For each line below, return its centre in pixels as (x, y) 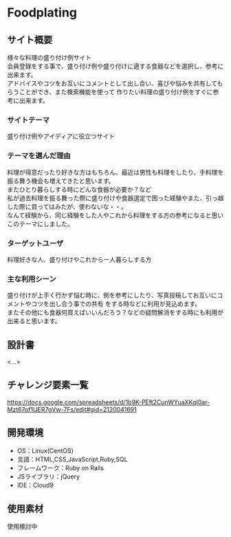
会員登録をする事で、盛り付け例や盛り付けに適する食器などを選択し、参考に (115, 66)
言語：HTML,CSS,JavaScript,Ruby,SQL (73, 459)
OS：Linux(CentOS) (45, 450)
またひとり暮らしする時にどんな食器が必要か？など (79, 189)
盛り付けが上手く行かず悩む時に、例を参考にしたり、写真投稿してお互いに (112, 295)
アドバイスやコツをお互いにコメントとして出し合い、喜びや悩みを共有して (112, 83)
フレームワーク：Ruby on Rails (60, 468)
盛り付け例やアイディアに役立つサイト (61, 136)
